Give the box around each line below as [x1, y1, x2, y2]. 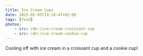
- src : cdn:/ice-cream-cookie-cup [14, 31, 88, 36]
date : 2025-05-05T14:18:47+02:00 [5, 12, 77, 17]
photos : [5, 21, 22, 27]
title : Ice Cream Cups [5, 7, 54, 13]
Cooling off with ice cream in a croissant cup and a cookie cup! [5, 45, 138, 51]
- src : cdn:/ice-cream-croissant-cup [14, 26, 95, 32]
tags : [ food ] [5, 17, 33, 22]
